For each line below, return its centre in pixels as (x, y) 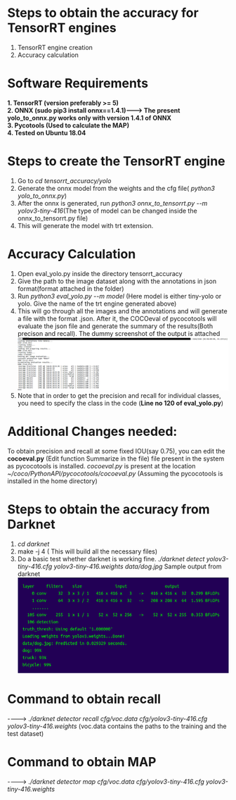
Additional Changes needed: (92, 431)
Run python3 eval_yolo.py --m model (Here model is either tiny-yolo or (119, 296)
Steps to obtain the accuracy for (103, 13)
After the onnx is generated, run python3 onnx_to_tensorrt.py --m (112, 203)
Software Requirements (78, 83)
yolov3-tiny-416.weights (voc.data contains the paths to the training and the (117, 726)
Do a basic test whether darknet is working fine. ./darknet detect (111, 558)
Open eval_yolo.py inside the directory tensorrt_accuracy (100, 273)
